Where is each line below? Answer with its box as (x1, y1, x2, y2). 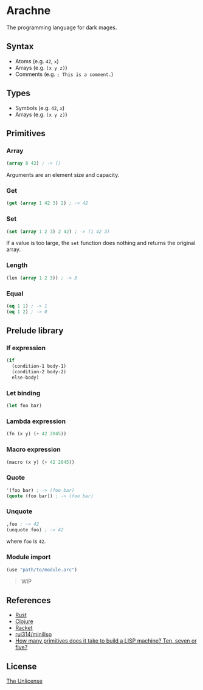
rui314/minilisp (15, 630, 52, 638)
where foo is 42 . (6, 537, 46, 545)
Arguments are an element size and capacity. (6, 171, 120, 179)
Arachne (6, 4, 51, 18)
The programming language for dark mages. (6, 24, 117, 31)
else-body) (12, 374, 40, 381)
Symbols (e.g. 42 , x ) (15, 104, 65, 111)
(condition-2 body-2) (12, 369, 67, 375)
